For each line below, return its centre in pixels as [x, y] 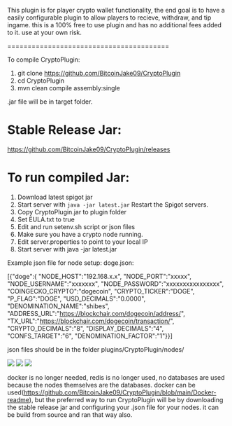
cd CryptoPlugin [41, 81]
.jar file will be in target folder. [50, 102]
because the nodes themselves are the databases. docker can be [101, 385]
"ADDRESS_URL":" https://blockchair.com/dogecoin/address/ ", [96, 313]
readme [19, 399]
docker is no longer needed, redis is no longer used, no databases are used [116, 377]
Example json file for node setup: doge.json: [71, 263]
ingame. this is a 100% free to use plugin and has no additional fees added [115, 25]
